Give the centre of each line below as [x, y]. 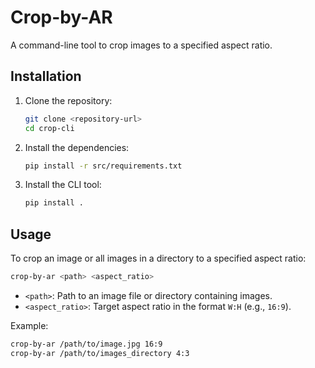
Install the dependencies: [77, 147]
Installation [46, 76]
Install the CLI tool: [63, 185]
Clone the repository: [68, 100]
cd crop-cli [49, 128]
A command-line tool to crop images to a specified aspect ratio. [141, 45]
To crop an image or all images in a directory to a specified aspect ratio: [158, 258]
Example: [29, 325]
